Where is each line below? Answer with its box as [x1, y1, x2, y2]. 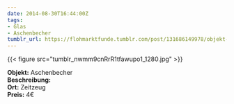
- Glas [7, 23, 26, 30]
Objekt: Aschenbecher [7, 69, 73, 77]
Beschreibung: [7, 76, 51, 84]
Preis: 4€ [7, 91, 35, 99]
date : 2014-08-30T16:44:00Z [7, 10, 89, 17]
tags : [7, 17, 23, 24]
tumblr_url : [7, 36, 42, 43]
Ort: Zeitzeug [7, 83, 47, 92]
